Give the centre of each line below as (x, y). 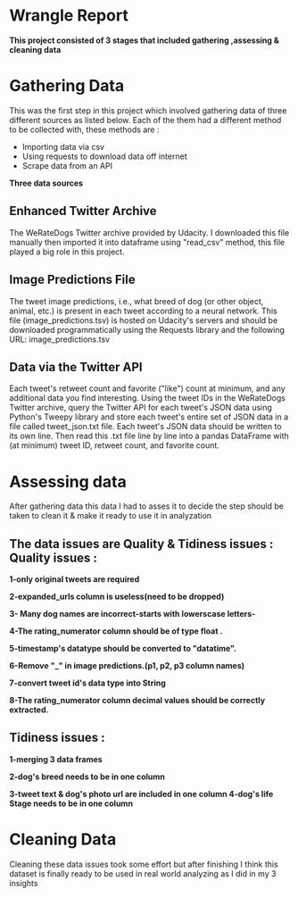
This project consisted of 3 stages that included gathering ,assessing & (144, 40)
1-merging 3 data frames (56, 759)
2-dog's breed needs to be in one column (87, 777)
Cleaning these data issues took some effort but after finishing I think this (144, 864)
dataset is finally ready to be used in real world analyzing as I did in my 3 (143, 873)
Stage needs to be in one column (71, 803)
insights (24, 883)
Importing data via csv (63, 146)
